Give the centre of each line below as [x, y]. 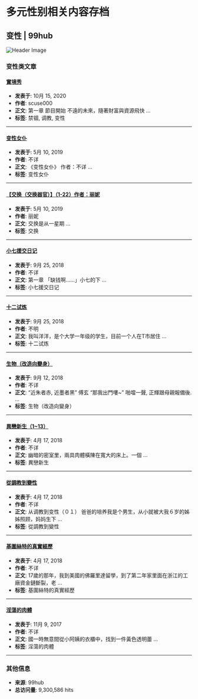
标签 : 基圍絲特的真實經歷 [44, 590]
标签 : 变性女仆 [32, 174]
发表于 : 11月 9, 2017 [38, 624]
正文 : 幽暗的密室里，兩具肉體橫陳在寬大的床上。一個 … [81, 455]
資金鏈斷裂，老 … [41, 582]
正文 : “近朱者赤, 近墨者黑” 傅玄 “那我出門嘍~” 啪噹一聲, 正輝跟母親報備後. [103, 393]
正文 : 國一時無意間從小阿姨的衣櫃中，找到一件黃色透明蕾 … [86, 639]
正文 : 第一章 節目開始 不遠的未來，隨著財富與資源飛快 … [82, 111]
